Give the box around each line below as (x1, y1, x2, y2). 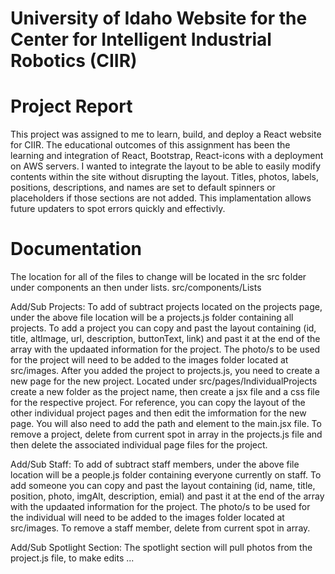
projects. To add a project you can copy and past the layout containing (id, (10, 322, 317, 334)
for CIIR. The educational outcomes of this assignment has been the (10, 139, 291, 151)
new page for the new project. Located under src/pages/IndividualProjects (10, 375, 318, 387)
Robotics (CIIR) (10, 50, 138, 72)
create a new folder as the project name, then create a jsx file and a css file (10, 386, 320, 398)
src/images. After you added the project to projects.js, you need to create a (10, 365, 320, 377)
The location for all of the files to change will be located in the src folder (10, 271, 307, 283)
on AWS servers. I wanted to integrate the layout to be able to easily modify (10, 160, 322, 172)
